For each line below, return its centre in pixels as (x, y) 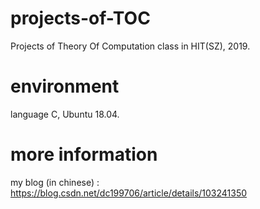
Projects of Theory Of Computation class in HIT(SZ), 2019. (130, 46)
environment (65, 86)
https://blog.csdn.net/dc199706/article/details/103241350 (129, 193)
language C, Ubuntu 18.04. (65, 114)
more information (84, 154)
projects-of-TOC (80, 18)
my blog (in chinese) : (55, 182)
